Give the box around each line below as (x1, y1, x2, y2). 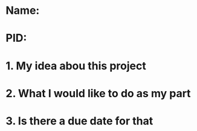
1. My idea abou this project (5, 59, 146, 72)
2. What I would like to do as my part (5, 86, 191, 100)
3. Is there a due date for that (5, 114, 153, 127)
